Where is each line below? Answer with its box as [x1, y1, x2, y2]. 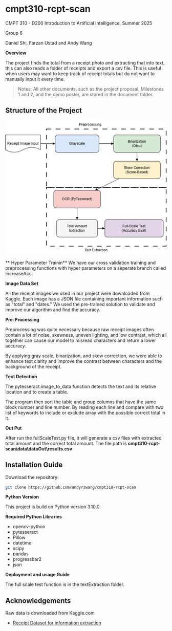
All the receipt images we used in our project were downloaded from [5, 290, 150, 296]
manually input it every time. [5, 76, 65, 82]
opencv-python [12, 524, 46, 530]
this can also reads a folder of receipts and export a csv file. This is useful [5, 65, 161, 71]
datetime [12, 540, 32, 546]
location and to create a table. [5, 388, 68, 395]
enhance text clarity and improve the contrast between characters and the [5, 358, 162, 364]
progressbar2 [12, 556, 42, 562]
